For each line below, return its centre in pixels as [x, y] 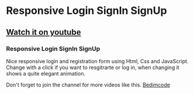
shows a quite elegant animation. [46, 73]
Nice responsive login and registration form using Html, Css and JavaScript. [97, 61]
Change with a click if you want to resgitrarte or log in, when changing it [93, 67]
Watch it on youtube [44, 32]
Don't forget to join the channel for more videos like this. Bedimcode [88, 85]
